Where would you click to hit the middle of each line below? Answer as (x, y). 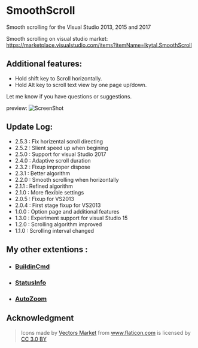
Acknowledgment (40, 318)
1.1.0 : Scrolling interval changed (54, 230)
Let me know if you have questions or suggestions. (69, 96)
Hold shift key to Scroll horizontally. (59, 78)
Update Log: (30, 127)
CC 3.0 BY (33, 339)
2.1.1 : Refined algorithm (44, 186)
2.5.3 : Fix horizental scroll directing (59, 141)
